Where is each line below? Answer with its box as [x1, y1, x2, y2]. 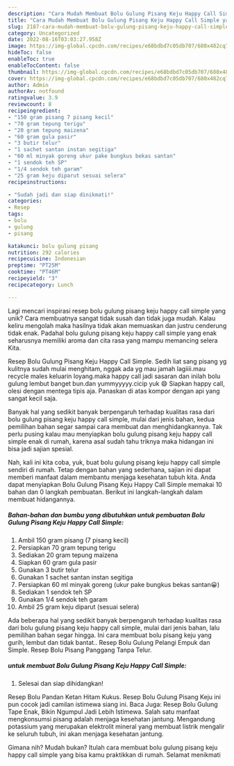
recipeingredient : [8, 107, 61, 114]
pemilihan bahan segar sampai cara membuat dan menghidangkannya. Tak [8, 422, 223, 430]
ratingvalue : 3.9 [8, 95, 58, 102]
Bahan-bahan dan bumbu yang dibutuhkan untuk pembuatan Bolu [8, 511, 206, 519]
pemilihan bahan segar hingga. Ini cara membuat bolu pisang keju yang [8, 631, 212, 639]
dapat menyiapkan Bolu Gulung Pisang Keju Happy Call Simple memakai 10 [8, 480, 223, 488]
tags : [8, 210, 24, 218]
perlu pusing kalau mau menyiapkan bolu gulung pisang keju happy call [8, 430, 212, 438]
